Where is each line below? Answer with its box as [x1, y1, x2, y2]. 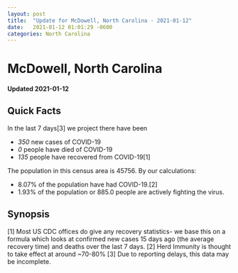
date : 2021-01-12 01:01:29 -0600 [7, 23, 113, 30]
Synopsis [7, 208, 50, 221]
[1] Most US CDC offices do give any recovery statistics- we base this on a [7, 227, 226, 235]
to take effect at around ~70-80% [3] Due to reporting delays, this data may [7, 250, 229, 258]
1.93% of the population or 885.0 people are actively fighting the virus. [17, 187, 225, 196]
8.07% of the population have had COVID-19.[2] [17, 180, 158, 189]
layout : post [7, 10, 46, 18]
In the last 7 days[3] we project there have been [7, 123, 148, 132]
